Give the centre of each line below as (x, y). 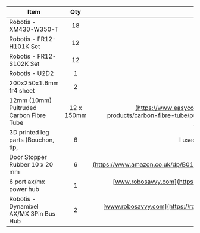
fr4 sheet (22, 91)
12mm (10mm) (31, 100)
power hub (24, 189)
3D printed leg (29, 132)
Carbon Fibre (28, 115)
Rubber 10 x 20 (31, 165)
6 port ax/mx (27, 182)
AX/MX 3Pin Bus (32, 214)
